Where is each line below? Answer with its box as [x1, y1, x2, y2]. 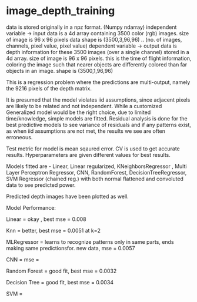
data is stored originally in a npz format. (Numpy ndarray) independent [6, 24, 177, 31]
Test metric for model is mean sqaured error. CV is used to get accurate [6, 145, 181, 152]
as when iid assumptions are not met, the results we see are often [6, 127, 166, 135]
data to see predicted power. [6, 181, 76, 189]
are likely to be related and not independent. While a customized [6, 102, 162, 109]
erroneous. [6, 133, 33, 140]
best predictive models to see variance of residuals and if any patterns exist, [6, 121, 191, 128]
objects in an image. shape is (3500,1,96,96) [6, 67, 113, 74]
